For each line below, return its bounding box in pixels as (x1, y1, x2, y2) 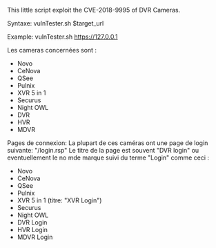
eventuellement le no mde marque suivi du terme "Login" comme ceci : (7, 153, 209, 162)
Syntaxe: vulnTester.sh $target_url (7, 19, 104, 27)
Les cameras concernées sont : (7, 46, 97, 54)
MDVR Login (17, 233, 53, 241)
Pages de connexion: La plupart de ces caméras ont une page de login (7, 139, 208, 147)
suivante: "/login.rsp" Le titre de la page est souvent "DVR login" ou (7, 146, 199, 154)
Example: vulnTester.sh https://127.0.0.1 (7, 32, 119, 41)
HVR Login (17, 226, 48, 233)
